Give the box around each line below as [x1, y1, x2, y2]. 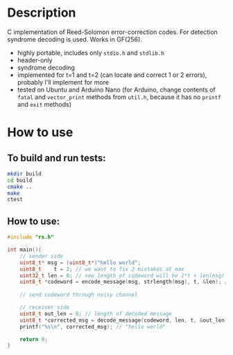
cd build [7, 177, 33, 184]
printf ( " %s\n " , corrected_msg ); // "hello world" [19, 323, 166, 330]
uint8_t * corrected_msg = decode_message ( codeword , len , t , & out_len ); [19, 317, 231, 324]
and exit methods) [17, 100, 71, 108]
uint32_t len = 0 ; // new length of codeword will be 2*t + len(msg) [19, 272, 225, 279]
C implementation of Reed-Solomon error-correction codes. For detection [7, 28, 218, 36]
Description [7, 5, 76, 21]
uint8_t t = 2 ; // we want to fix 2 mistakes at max [19, 266, 185, 272]
